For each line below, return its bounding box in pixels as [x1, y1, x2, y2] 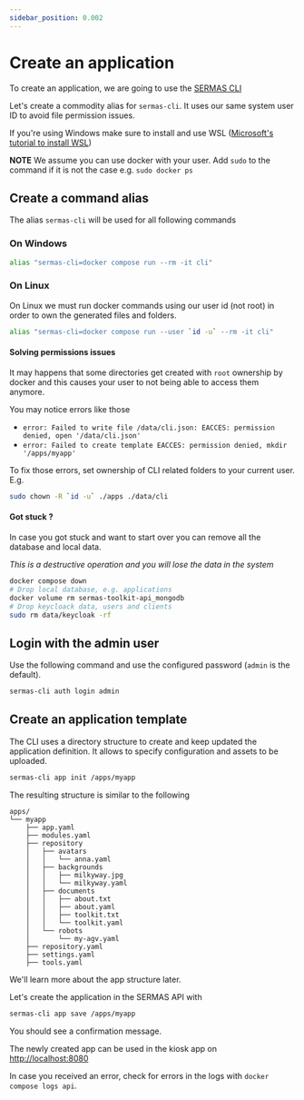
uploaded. [9, 755, 47, 766]
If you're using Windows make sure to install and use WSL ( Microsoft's [9, 127, 274, 138]
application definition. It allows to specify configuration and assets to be [9, 746, 279, 757]
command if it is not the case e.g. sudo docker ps [9, 164, 193, 175]
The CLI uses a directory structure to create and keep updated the [9, 736, 257, 747]
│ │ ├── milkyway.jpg [25, 870, 124, 879]
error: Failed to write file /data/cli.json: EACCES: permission [22, 423, 275, 432]
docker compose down [9, 577, 88, 586]
